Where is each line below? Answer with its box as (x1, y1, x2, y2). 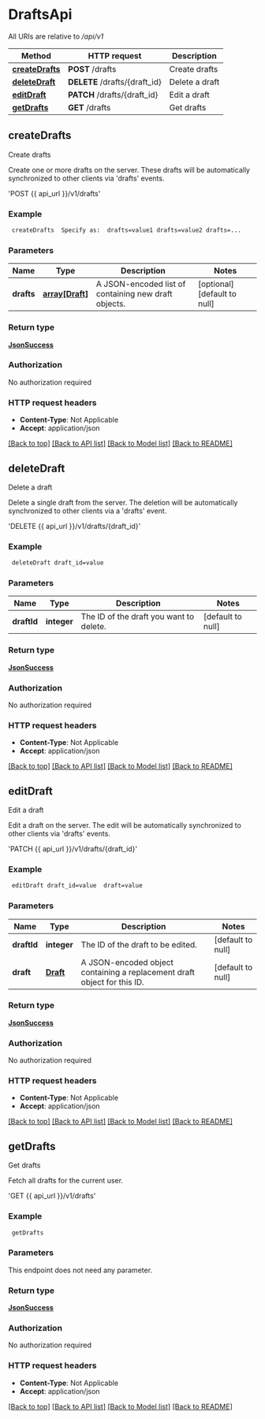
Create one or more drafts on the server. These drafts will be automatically (8, 165, 251, 174)
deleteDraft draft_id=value (11, 559, 104, 567)
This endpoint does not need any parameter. (8, 1265, 152, 1275)
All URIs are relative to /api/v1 (8, 32, 104, 41)
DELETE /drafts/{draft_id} (68, 76, 162, 88)
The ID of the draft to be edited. (80, 939, 197, 950)
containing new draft (95, 289, 173, 300)
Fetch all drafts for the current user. (8, 1176, 124, 1186)
